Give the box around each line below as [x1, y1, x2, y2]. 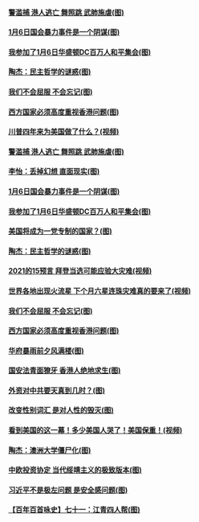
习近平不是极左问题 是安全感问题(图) [8, 485, 128, 495]
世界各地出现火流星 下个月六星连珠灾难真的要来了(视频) [8, 286, 191, 295]
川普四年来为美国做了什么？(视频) [8, 127, 120, 137]
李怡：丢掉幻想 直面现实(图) [8, 166, 100, 176]
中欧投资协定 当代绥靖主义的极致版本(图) [8, 465, 142, 475]
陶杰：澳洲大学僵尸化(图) [8, 445, 91, 454]
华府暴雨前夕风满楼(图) [8, 346, 84, 356]
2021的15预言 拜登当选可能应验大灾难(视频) [8, 266, 152, 276]
